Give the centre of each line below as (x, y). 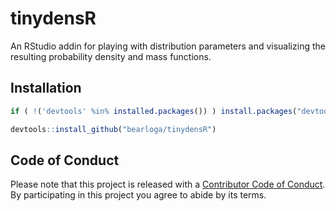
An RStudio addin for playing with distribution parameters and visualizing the (168, 46)
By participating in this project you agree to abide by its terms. (138, 195)
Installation (46, 88)
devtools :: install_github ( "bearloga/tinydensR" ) (113, 129)
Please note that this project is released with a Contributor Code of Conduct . (168, 184)
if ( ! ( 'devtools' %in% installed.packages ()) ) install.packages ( (154, 111)
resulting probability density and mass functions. (111, 56)
